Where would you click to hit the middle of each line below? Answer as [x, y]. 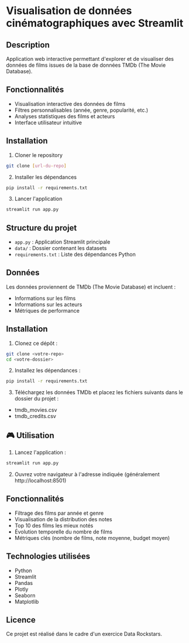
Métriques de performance [47, 310]
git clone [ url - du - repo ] [36, 166]
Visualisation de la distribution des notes [63, 519]
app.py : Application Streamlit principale [62, 242]
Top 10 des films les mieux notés [54, 525]
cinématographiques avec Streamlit [95, 23]
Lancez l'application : [40, 453]
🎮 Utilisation [30, 435]
